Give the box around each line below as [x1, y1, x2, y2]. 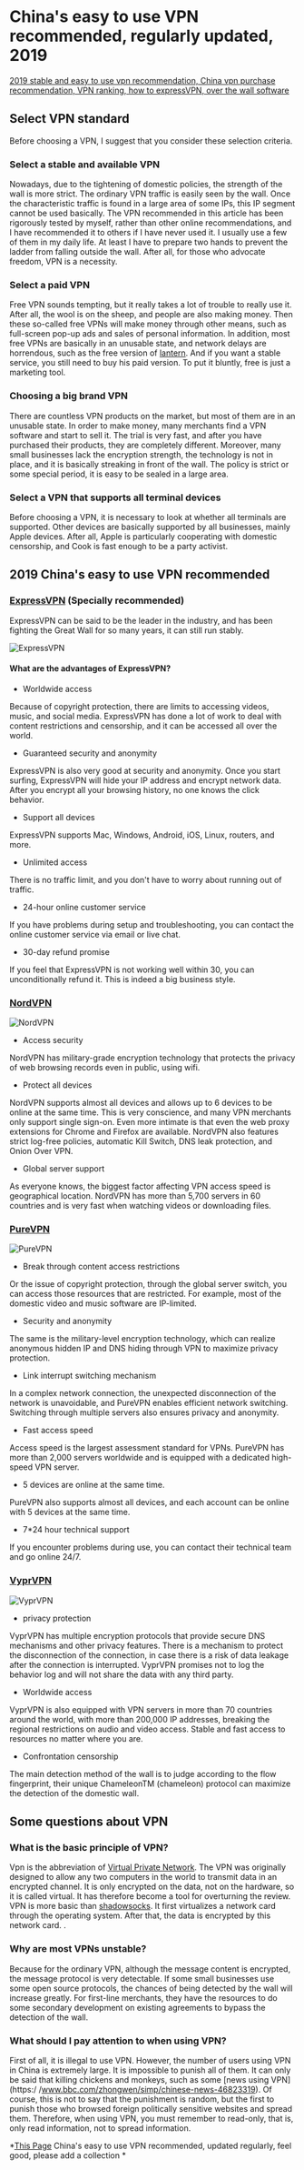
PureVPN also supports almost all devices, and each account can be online [9, 1497, 289, 1508]
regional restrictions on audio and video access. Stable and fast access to [9, 1723, 286, 1734]
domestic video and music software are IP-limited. [9, 1298, 197, 1309]
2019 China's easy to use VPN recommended [9, 567, 270, 583]
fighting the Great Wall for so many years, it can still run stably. [9, 625, 244, 636]
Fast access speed [22, 1425, 93, 1436]
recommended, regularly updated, [9, 25, 274, 46]
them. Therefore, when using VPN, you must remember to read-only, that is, [9, 2113, 294, 2124]
